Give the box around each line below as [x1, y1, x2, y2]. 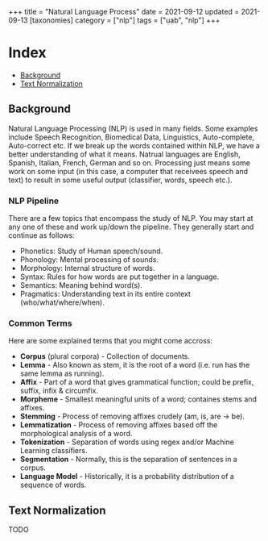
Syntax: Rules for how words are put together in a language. [19, 272, 220, 281]
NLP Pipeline [8, 195, 60, 206]
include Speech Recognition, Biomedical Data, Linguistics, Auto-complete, [8, 132, 255, 142]
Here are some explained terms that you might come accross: [8, 336, 213, 346]
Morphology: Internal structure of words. [19, 264, 155, 273]
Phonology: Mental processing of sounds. [19, 255, 159, 264]
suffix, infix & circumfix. [19, 386, 99, 396]
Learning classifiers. [19, 446, 88, 456]
